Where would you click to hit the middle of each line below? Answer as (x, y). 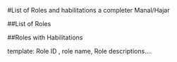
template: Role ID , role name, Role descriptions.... (80, 51)
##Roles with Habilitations (45, 37)
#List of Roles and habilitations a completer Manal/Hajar (88, 10)
